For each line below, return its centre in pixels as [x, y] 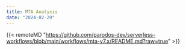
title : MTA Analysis [32, 12]
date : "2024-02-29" [31, 17]
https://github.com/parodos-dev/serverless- [101, 34]
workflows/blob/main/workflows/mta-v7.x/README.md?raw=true [87, 41]
